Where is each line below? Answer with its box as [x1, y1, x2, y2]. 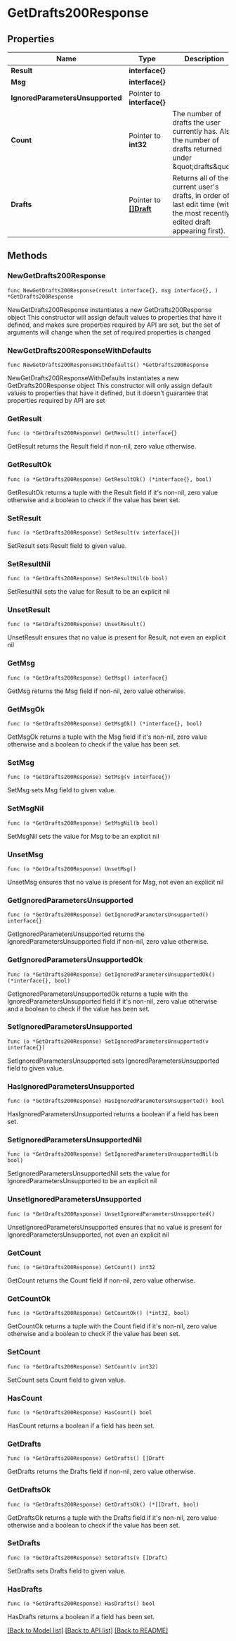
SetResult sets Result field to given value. [7, 541, 127, 550]
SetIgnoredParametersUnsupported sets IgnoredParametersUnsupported [7, 1056, 220, 1065]
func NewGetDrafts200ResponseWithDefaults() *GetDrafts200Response [7, 361, 209, 368]
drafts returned [171, 144, 223, 154]
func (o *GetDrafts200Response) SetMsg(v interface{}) [7, 773, 171, 781]
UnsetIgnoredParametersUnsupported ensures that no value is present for [7, 1223, 223, 1231]
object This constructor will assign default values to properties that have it [7, 313, 222, 321]
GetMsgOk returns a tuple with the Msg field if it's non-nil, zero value [7, 732, 207, 741]
